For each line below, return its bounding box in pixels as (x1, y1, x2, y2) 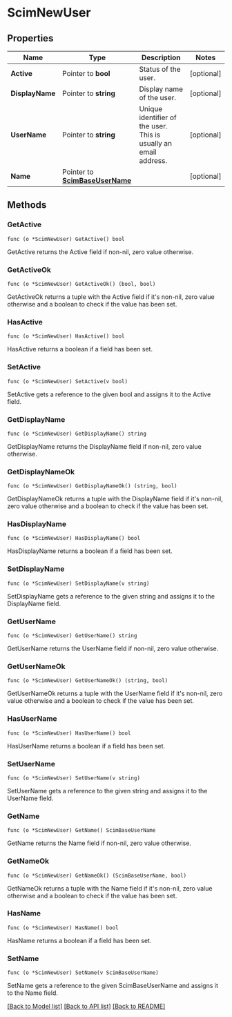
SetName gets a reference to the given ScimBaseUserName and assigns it (7, 982, 219, 990)
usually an (139, 139, 173, 148)
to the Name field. (7, 989, 59, 997)
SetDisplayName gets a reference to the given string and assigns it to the (7, 592, 215, 600)
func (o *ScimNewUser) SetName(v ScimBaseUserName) (7, 969, 159, 976)
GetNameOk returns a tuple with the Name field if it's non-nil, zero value (7, 884, 213, 892)
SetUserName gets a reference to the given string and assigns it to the (7, 786, 208, 795)
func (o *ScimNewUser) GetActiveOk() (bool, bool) (7, 280, 156, 287)
